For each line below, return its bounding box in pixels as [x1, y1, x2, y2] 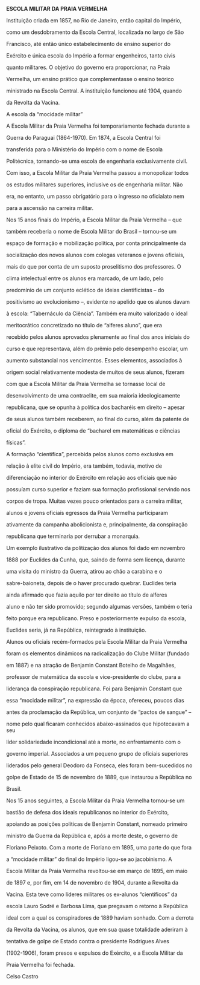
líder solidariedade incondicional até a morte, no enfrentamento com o [6, 738, 181, 745]
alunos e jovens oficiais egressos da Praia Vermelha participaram [6, 509, 169, 516]
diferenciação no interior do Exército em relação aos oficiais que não [6, 474, 177, 481]
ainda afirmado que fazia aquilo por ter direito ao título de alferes [6, 591, 167, 598]
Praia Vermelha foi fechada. [6, 961, 75, 968]
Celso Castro [6, 973, 39, 980]
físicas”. [6, 439, 26, 446]
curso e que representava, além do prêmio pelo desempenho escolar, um [6, 345, 189, 352]
